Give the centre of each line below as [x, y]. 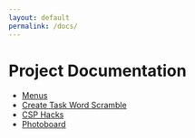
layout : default [39, 18]
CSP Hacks [43, 115]
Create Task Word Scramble [74, 106]
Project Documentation [97, 71]
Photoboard [44, 124]
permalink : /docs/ [43, 26]
